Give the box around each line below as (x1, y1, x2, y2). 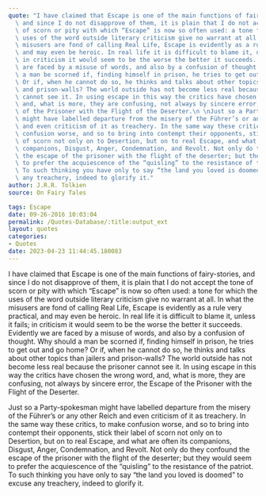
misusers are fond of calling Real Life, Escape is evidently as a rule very (8, 302, 242, 312)
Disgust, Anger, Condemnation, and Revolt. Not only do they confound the (8, 444, 250, 454)
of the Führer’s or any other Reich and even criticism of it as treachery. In (8, 410, 246, 421)
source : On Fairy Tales (8, 188, 87, 197)
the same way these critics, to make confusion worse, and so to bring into (8, 419, 249, 429)
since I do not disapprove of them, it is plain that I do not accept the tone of (8, 277, 253, 286)
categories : (8, 233, 47, 240)
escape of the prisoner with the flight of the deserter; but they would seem (8, 453, 252, 463)
